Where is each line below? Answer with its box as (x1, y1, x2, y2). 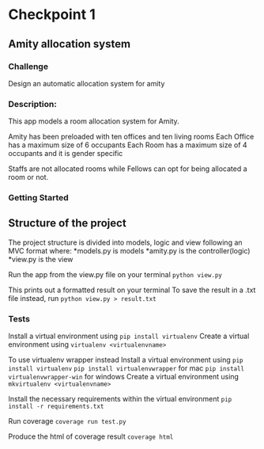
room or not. (8, 173, 49, 182)
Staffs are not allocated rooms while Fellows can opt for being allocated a (8, 164, 247, 173)
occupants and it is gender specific (8, 149, 123, 158)
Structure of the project (8, 216, 126, 230)
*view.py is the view (8, 254, 74, 264)
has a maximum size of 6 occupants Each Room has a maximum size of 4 (8, 140, 247, 150)
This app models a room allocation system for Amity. (8, 116, 179, 126)
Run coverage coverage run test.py (8, 417, 126, 426)
